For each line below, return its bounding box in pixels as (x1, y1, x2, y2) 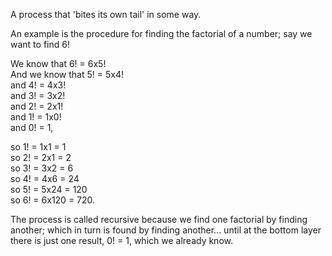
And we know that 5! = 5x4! (10, 69, 124, 80)
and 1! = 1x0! (10, 111, 62, 123)
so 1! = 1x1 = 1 (10, 141, 67, 153)
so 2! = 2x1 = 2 (10, 152, 72, 163)
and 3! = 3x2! (10, 90, 66, 101)
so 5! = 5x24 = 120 (10, 184, 88, 195)
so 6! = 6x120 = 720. (10, 194, 96, 206)
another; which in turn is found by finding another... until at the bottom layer (10, 224, 322, 236)
